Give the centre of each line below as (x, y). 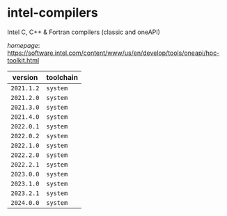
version (25, 77)
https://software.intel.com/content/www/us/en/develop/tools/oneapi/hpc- (113, 53)
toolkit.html (23, 60)
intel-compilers (53, 13)
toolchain (62, 77)
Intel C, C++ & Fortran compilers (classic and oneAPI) (84, 32)
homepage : (24, 45)
